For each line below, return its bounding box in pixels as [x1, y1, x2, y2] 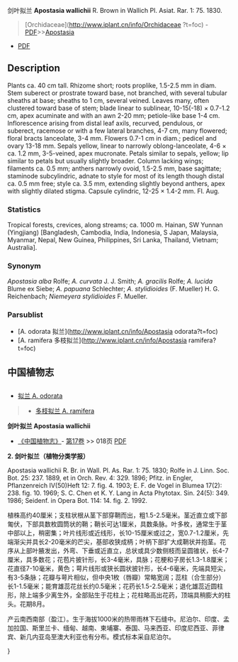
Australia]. [7, 244, 38, 252]
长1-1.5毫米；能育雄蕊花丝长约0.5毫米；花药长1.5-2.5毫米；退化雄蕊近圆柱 [7, 582, 224, 591]
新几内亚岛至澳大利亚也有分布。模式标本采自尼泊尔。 [19, 633, 175, 641]
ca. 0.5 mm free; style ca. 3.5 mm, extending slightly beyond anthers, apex [7, 179, 225, 188]
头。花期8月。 [7, 599, 49, 609]
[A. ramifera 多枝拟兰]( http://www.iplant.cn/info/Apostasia [17, 336, 188, 344]
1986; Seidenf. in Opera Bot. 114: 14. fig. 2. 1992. [7, 496, 147, 505]
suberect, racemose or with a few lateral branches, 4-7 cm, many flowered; [7, 126, 228, 135]
